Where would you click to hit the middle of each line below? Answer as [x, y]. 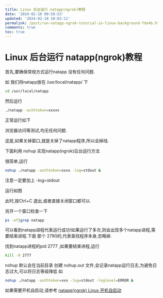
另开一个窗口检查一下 [26, 211]
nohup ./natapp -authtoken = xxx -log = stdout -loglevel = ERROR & [69, 281]
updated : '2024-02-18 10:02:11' [38, 18]
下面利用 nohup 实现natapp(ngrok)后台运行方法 [52, 151]
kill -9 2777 [18, 255]
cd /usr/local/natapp [27, 91]
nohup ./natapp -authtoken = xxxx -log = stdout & [53, 170]
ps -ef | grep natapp [25, 220]
